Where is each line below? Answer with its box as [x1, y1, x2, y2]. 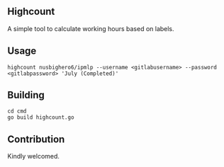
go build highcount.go [7, 114, 74, 121]
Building [7, 89, 45, 101]
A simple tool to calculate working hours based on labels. [7, 24, 175, 33]
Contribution [7, 133, 65, 145]
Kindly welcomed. [7, 152, 60, 161]
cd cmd [7, 108, 27, 115]
